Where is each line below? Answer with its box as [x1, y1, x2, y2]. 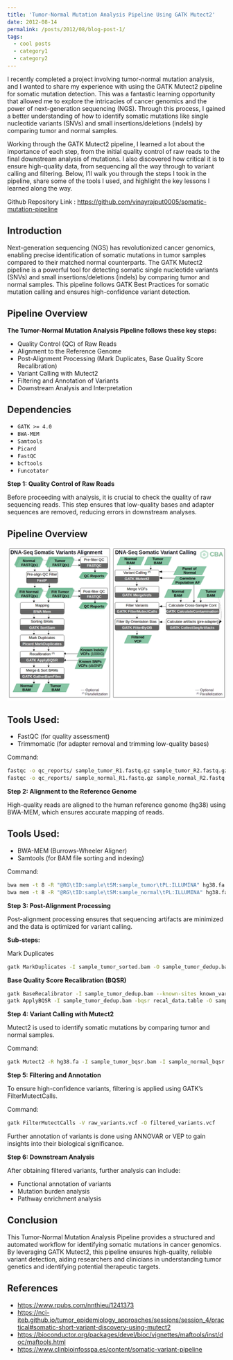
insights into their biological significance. [7, 1140, 124, 1147]
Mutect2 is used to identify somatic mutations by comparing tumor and [7, 1023, 210, 1032]
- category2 [13, 55, 49, 62]
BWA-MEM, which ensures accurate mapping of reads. [7, 808, 164, 817]
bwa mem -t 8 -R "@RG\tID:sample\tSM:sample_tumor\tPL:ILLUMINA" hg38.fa [7, 881, 225, 889]
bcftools [17, 460, 43, 467]
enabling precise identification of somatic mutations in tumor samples [7, 250, 207, 259]
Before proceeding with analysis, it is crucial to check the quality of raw [7, 493, 212, 502]
